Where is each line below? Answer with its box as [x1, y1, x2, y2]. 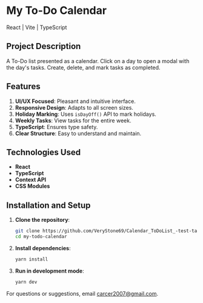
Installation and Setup [6, 200, 91, 210]
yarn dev [15, 279, 38, 285]
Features [6, 81, 41, 92]
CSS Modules [15, 182, 50, 190]
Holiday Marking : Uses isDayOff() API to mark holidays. [15, 110, 156, 118]
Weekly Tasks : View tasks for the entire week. [15, 116, 131, 124]
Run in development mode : [15, 267, 85, 275]
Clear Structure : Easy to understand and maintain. [15, 130, 142, 137]
